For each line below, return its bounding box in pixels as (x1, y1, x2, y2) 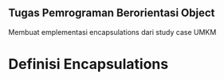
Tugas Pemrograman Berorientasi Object (8, 6, 215, 20)
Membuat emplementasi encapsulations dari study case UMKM (8, 27, 217, 36)
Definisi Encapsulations (8, 55, 169, 73)
